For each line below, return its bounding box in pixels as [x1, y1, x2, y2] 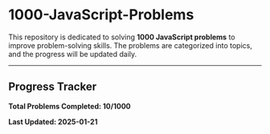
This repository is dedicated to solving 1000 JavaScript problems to [8, 32, 235, 42]
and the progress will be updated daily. [8, 49, 137, 59]
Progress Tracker [8, 80, 97, 94]
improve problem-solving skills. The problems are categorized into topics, [8, 40, 253, 50]
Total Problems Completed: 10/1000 [8, 101, 131, 111]
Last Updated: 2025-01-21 [8, 116, 98, 126]
